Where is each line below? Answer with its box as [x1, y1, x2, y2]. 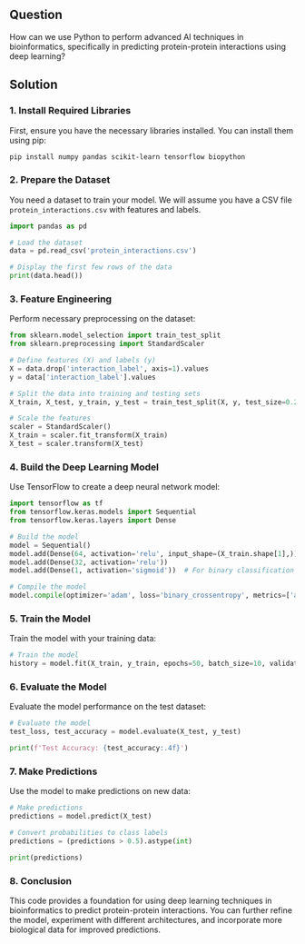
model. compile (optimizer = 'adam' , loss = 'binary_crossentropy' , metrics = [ [9, 591, 290, 601]
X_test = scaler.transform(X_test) [9, 440, 144, 449]
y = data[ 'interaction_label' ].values [9, 373, 156, 382]
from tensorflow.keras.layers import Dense [9, 516, 177, 525]
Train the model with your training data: [9, 633, 157, 644]
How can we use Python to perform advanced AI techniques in [9, 31, 244, 42]
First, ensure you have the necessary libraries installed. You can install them [9, 124, 294, 135]
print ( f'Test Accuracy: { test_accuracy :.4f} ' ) [9, 744, 189, 753]
